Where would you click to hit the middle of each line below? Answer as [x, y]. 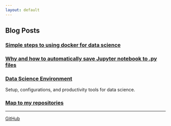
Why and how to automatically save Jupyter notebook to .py [81, 58]
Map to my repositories [34, 103]
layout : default [22, 10]
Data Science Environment [39, 78]
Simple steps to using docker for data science [63, 45]
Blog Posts [23, 31]
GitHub [13, 119]
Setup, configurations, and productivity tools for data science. [70, 90]
